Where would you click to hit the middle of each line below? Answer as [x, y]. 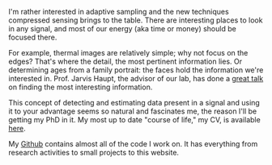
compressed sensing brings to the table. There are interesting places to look [136, 20]
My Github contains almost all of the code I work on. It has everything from [133, 144]
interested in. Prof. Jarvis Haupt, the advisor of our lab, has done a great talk [136, 78]
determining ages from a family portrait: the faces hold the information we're [136, 70]
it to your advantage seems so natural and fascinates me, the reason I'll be [133, 111]
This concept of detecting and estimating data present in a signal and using [134, 103]
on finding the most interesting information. [81, 87]
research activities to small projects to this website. [94, 153]
